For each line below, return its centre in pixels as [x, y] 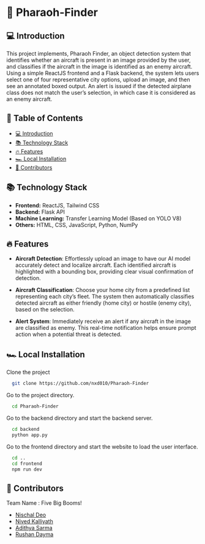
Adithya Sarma [34, 528]
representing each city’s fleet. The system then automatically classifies [105, 297]
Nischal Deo [31, 515]
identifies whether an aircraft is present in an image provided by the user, [99, 60]
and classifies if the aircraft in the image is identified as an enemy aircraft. [99, 66]
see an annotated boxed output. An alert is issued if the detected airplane [99, 86]
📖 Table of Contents [45, 118]
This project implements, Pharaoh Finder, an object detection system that [99, 54]
